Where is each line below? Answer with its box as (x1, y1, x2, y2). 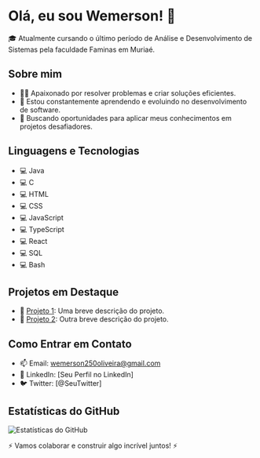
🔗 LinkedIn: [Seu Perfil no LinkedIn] (19, 370, 134, 380)
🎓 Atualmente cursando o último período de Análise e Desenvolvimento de (8, 33, 253, 42)
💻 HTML (19, 189, 49, 198)
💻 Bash (19, 260, 46, 269)
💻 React (19, 236, 48, 245)
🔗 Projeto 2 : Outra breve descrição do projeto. (19, 314, 169, 324)
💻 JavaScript (19, 213, 64, 222)
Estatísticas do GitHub (8, 404, 120, 418)
